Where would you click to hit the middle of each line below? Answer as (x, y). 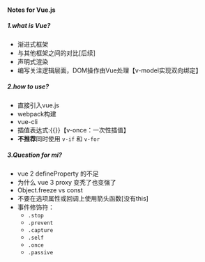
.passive (40, 252)
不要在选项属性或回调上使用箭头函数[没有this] (83, 198)
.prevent (40, 223)
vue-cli (28, 121)
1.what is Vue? (29, 26)
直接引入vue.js (38, 105)
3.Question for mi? (35, 155)
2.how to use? (28, 86)
